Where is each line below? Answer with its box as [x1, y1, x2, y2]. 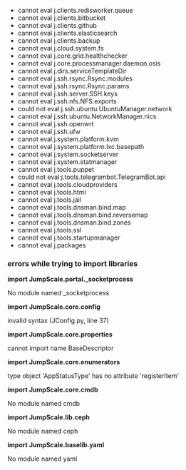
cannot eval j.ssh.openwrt [17, 120, 94, 128]
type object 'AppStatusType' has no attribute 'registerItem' [7, 372, 180, 380]
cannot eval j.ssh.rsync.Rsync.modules [17, 74, 133, 83]
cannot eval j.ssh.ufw [17, 128, 81, 136]
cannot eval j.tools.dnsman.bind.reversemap [17, 210, 148, 219]
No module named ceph [7, 427, 78, 436]
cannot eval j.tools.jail [17, 195, 82, 204]
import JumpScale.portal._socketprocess [7, 275, 134, 284]
